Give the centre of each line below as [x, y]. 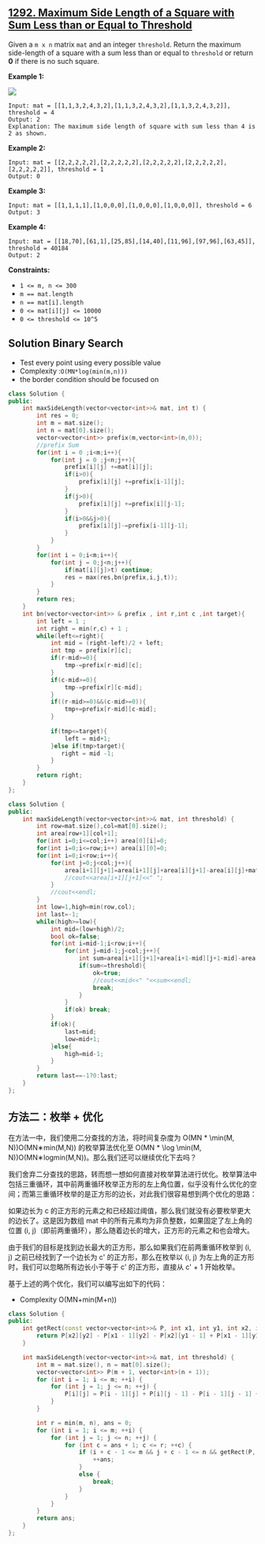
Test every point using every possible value [90, 362]
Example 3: [27, 191]
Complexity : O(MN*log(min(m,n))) [74, 371]
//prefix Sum [58, 445]
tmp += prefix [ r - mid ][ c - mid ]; [110, 710]
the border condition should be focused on [89, 379]
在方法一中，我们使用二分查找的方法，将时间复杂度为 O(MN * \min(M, [121, 1137]
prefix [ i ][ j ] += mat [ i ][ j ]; [109, 467]
